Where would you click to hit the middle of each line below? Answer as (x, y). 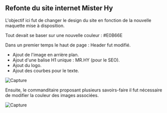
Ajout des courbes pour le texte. (46, 70)
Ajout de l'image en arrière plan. (46, 54)
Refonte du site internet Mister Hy (59, 8)
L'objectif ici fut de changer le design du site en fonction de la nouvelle (78, 20)
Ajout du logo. (27, 65)
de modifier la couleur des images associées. (52, 95)
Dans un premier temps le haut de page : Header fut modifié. (68, 45)
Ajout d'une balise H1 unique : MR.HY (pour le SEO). (66, 60)
